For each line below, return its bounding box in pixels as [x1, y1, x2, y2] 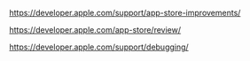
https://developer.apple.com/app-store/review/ [9, 25, 182, 34]
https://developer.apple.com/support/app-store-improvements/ [9, 8, 241, 18]
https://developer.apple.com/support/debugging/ [9, 42, 189, 52]
